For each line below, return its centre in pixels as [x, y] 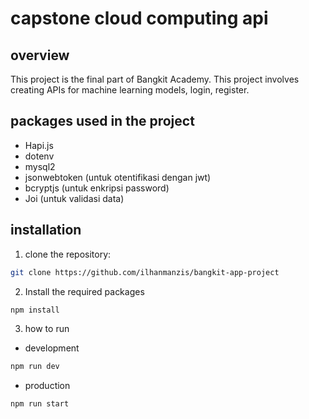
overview [40, 55]
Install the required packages [84, 291]
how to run [47, 329]
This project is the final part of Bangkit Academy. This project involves [155, 79]
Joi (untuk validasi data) [74, 198]
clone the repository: [68, 254]
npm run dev [35, 367]
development [52, 348]
